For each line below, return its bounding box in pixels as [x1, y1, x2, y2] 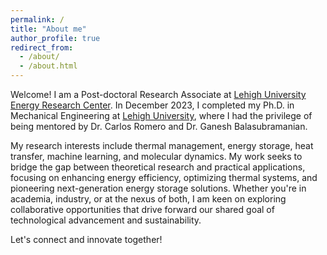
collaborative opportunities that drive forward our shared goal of [10, 204, 275, 215]
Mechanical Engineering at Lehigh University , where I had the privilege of [10, 110, 313, 121]
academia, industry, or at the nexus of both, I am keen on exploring [10, 193, 287, 205]
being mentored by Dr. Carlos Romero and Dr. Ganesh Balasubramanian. [10, 121, 308, 132]
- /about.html [19, 61, 78, 71]
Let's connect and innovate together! [10, 234, 163, 245]
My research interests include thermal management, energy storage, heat [10, 140, 314, 151]
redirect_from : [10, 42, 74, 53]
